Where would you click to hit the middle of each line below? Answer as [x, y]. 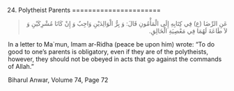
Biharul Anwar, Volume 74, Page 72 [58, 80]
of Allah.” [21, 66]
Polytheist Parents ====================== [89, 10]
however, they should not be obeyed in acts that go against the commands [115, 59]
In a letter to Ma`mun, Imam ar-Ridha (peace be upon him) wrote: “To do [111, 44]
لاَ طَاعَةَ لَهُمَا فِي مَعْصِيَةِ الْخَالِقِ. [188, 31]
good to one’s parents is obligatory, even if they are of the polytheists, [108, 52]
